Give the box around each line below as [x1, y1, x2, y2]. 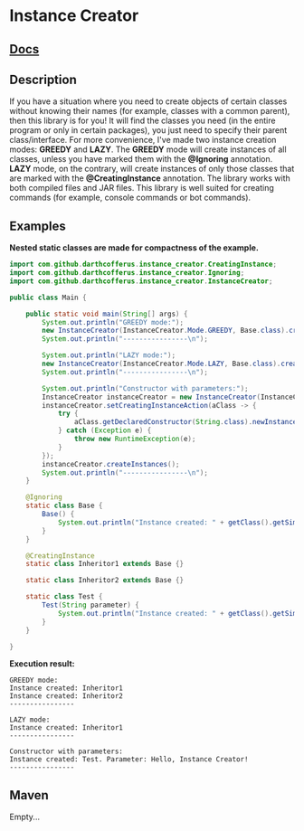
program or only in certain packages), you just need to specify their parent [9, 125, 288, 136]
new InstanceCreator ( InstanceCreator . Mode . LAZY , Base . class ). [42, 359, 281, 369]
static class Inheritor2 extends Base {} [25, 576, 184, 585]
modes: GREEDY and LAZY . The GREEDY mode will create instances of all [9, 144, 287, 155]
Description [9, 71, 77, 87]
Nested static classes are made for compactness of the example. [9, 242, 260, 253]
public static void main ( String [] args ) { [25, 309, 188, 318]
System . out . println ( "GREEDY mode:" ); [42, 317, 184, 326]
